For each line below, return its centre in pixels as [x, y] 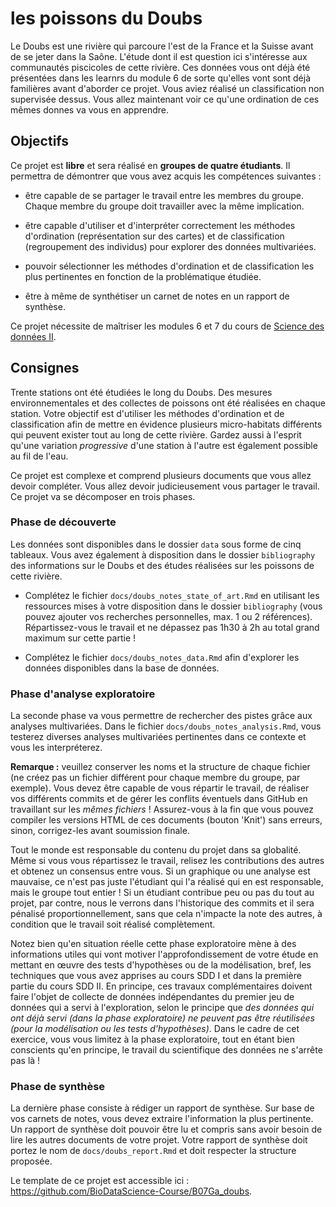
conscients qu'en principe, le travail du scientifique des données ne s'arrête [166, 1050]
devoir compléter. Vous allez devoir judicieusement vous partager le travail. [165, 486]
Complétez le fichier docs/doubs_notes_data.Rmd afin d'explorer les [162, 657]
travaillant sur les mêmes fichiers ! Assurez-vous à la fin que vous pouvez [162, 809]
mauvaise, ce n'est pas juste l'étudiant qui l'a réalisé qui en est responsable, [167, 882]
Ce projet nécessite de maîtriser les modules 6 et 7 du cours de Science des [167, 326]
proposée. [31, 1161]
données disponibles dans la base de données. [122, 668]
